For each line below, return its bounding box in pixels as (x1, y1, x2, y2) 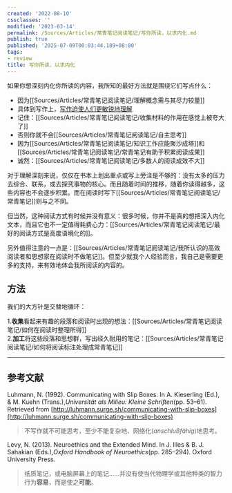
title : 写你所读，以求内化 (7, 61, 76, 68)
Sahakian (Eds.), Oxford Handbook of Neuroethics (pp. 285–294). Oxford (7, 448, 213, 456)
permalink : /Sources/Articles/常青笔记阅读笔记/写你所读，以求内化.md (7, 29, 197, 37)
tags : (7, 49, 23, 56)
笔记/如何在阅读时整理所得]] (7, 326, 87, 334)
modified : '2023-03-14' (7, 23, 76, 30)
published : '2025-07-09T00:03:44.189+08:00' (7, 42, 137, 49)
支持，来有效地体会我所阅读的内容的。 (19, 260, 128, 269)
